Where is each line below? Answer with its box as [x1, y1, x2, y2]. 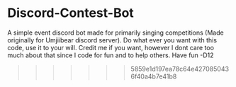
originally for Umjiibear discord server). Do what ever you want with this [7, 35, 218, 44]
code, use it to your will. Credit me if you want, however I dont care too [7, 43, 215, 52]
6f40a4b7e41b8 [130, 72, 177, 81]
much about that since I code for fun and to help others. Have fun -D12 [7, 51, 214, 59]
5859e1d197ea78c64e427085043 [130, 64, 229, 73]
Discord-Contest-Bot [7, 5, 135, 21]
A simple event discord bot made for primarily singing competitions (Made [7, 28, 225, 37]
